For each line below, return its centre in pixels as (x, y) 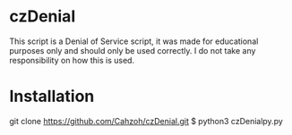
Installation (52, 97)
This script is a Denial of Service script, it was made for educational (134, 41)
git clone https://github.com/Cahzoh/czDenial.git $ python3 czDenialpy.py (146, 121)
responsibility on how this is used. (72, 60)
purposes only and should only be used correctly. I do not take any (133, 50)
